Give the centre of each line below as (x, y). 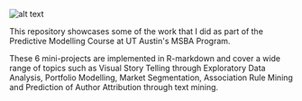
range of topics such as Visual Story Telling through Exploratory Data (137, 68)
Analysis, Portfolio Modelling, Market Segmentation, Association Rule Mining (151, 78)
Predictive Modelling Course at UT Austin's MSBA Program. (120, 41)
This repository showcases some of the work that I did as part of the (137, 31)
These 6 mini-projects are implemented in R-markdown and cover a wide (145, 58)
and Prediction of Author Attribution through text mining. (114, 87)
